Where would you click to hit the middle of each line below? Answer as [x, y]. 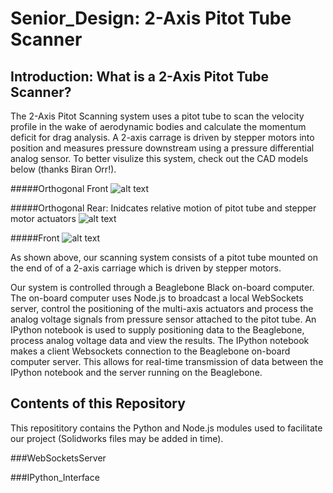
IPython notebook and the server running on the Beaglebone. [136, 372]
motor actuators [43, 218]
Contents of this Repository [98, 403]
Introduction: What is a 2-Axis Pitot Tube [140, 76]
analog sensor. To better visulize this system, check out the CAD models [159, 158]
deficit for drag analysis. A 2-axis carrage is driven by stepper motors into [162, 137]
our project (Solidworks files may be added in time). [117, 438]
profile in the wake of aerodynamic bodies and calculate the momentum [158, 126]
